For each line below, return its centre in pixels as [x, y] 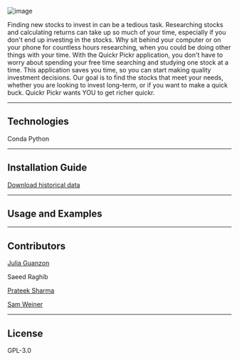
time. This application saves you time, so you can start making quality [109, 70]
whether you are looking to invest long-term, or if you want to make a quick [118, 85]
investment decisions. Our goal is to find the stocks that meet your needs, [116, 77]
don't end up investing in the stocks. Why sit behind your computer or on [115, 40]
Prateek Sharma [31, 290]
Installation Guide [47, 168]
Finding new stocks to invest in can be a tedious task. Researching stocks [116, 24]
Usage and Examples [55, 214]
